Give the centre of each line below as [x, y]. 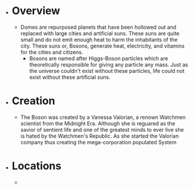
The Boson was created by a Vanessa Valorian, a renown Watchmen [103, 117]
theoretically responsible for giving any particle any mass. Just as [108, 64]
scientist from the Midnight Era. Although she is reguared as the [98, 123]
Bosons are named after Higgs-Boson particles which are [99, 58]
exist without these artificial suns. [70, 77]
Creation [33, 101]
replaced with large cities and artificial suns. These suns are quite [100, 33]
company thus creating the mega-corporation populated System [98, 142]
